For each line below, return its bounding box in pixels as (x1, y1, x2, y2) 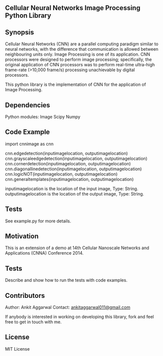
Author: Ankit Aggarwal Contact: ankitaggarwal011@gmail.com (5, 304, 130, 310)
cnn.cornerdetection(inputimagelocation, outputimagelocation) (5, 160, 131, 166)
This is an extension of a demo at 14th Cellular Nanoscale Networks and (5, 245, 149, 251)
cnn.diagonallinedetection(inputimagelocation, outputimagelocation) (5, 166, 142, 172)
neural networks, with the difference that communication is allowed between (5, 46, 159, 52)
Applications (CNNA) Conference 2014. (5, 250, 84, 256)
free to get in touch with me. (5, 319, 62, 325)
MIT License (5, 346, 30, 352)
